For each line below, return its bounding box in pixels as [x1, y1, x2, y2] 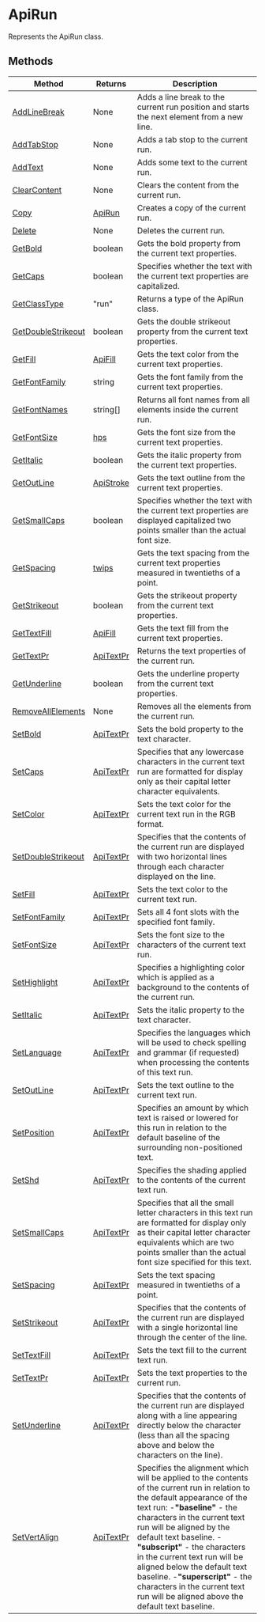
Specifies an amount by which [136, 1102, 249, 1113]
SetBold [12, 728, 42, 739]
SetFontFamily [12, 911, 65, 923]
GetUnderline [12, 678, 62, 689]
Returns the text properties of [136, 645, 247, 656]
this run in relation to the [136, 1122, 227, 1133]
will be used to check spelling [136, 1036, 247, 1048]
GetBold [12, 243, 43, 254]
